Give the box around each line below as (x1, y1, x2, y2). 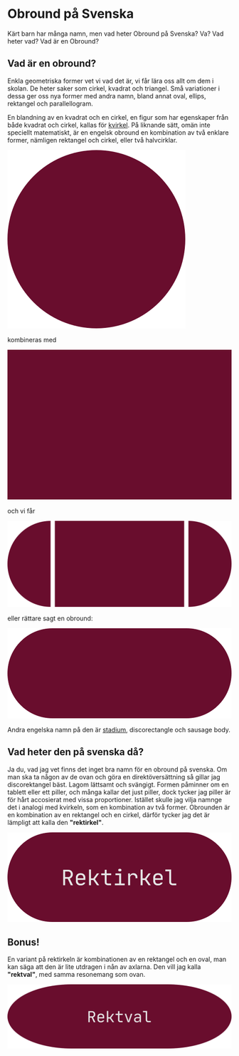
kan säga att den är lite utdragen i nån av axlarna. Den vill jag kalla (7, 962, 201, 971)
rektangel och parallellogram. (7, 99, 94, 108)
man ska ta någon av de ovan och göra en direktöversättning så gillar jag (7, 772, 221, 781)
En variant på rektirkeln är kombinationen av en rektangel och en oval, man (7, 955, 227, 963)
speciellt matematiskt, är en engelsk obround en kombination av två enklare (7, 128, 229, 137)
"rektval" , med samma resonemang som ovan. (7, 970, 146, 978)
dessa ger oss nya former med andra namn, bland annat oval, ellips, (7, 91, 206, 100)
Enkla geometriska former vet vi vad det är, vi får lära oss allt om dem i (7, 76, 214, 85)
